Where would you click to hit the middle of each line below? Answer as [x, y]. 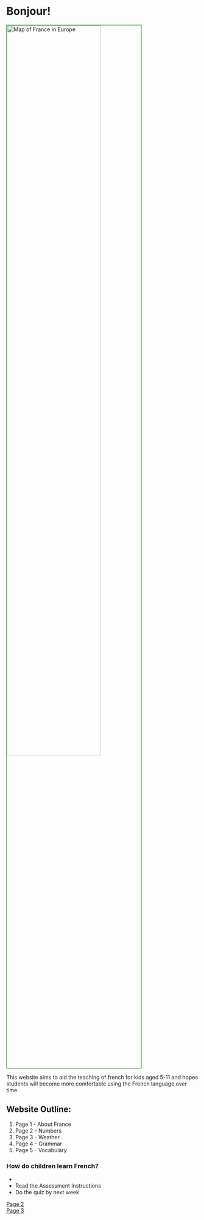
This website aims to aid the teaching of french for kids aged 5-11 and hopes [102, 1077]
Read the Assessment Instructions [58, 1186]
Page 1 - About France [43, 1124]
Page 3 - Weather [37, 1137]
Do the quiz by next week [47, 1192]
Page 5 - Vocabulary [41, 1150]
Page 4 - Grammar [38, 1144]
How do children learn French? [53, 1166]
